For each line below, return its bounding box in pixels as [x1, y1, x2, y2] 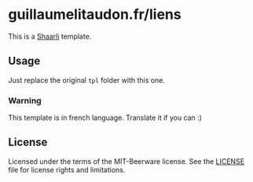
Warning [8, 95, 42, 106]
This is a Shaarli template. [8, 32, 92, 41]
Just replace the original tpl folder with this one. [8, 75, 165, 84]
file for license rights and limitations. [8, 165, 126, 174]
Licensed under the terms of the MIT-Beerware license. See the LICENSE [8, 156, 245, 166]
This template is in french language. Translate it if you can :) [8, 113, 203, 123]
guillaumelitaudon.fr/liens [8, 6, 182, 24]
